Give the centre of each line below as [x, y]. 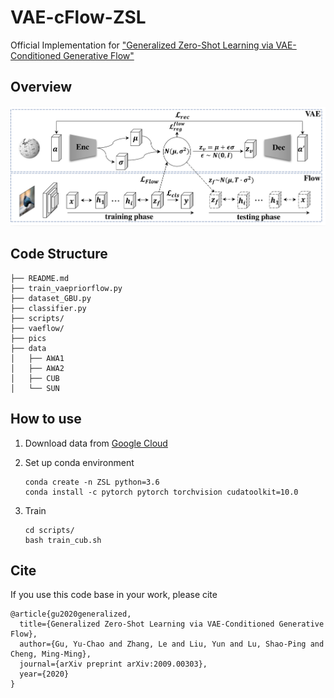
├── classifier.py [48, 308]
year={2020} [44, 674]
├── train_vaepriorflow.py [66, 288]
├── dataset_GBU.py [51, 298]
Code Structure [59, 254]
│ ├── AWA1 [37, 358]
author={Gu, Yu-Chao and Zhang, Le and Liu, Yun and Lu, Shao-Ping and [172, 644]
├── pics [28, 338]
